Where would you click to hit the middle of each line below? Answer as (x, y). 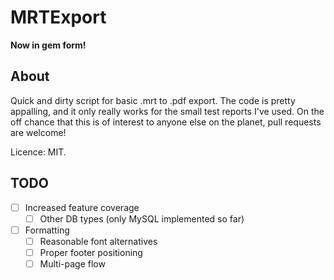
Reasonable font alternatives (98, 241)
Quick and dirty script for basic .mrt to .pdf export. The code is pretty (153, 100)
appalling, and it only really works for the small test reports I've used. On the (167, 111)
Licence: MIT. (38, 152)
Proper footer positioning (91, 252)
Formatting (47, 230)
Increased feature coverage (82, 207)
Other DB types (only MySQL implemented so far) (142, 218)
